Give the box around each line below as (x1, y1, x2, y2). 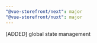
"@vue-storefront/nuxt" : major (5, 14, 83, 20)
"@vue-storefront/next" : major (5, 8, 83, 15)
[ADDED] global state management (5, 30, 91, 37)
